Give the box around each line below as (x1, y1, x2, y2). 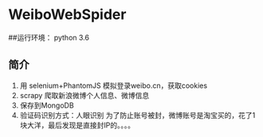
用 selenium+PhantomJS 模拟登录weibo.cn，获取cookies (19, 81, 208, 90)
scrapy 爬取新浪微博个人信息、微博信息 (19, 90, 150, 100)
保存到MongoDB (19, 101, 74, 110)
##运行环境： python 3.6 (8, 32, 90, 42)
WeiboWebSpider (8, 6, 127, 24)
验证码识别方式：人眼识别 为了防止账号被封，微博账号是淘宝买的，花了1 (19, 110, 256, 120)
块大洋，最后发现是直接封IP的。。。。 (19, 120, 135, 130)
